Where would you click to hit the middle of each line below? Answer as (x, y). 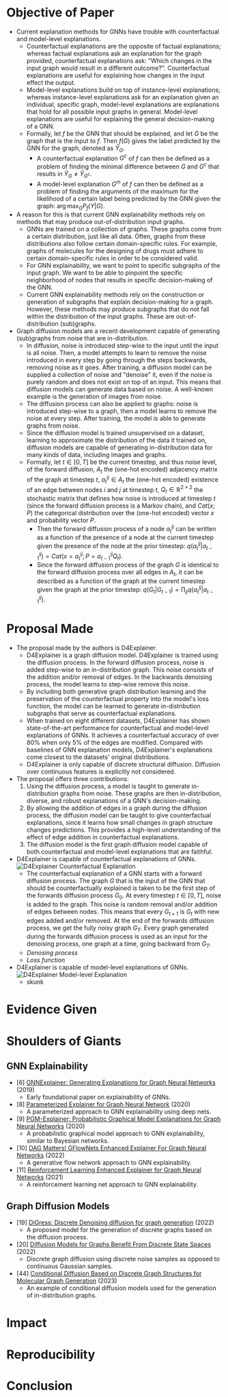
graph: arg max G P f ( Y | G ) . (71, 207)
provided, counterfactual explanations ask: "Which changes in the (119, 60)
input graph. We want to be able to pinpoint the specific (105, 273)
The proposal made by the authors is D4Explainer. (87, 648)
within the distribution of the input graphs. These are (100, 317)
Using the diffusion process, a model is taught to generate (108, 786)
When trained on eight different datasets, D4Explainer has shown (118, 720)
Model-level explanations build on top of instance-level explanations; (124, 90)
